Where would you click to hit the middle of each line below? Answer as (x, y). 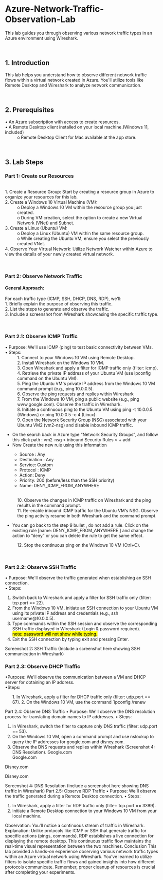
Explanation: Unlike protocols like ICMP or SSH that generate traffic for (76, 831)
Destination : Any (36, 459)
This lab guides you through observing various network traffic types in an (79, 33)
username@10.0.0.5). (33, 618)
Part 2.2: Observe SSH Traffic (41, 567)
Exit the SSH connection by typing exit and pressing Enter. (70, 639)
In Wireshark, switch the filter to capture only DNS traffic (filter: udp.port (84, 726)
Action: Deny (32, 475)
